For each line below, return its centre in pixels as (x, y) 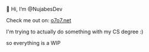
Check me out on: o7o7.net (39, 20)
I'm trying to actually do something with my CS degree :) (75, 32)
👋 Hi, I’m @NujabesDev (34, 9)
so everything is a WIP (33, 43)
